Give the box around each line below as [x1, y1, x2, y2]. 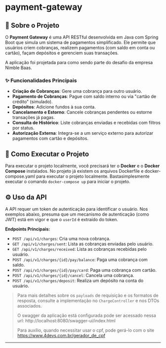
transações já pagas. [12, 115, 55, 120]
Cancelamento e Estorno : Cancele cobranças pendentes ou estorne [12, 109, 152, 115]
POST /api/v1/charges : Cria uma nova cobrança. [12, 235, 111, 241]
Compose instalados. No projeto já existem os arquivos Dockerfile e [5, 168, 144, 174]
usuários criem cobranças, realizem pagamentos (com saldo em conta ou [5, 45, 155, 50]
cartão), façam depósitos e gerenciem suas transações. [5, 50, 119, 56]
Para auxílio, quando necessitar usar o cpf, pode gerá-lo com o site [17, 327, 155, 333]
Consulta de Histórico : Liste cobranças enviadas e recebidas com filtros [12, 120, 161, 126]
